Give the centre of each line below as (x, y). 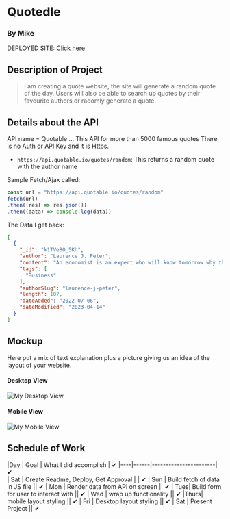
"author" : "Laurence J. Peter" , (65, 256)
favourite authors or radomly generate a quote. (90, 101)
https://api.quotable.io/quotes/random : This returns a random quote (116, 160)
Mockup (25, 341)
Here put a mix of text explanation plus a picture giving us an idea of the (108, 357)
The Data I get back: (36, 225)
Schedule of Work (46, 448)
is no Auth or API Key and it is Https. (58, 146)
